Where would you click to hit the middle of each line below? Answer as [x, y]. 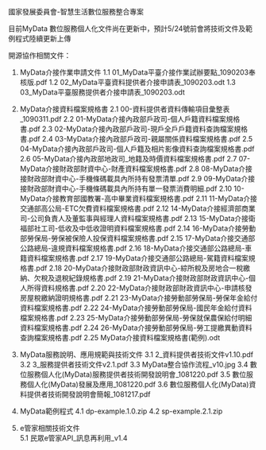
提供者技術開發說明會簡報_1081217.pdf [89, 394]
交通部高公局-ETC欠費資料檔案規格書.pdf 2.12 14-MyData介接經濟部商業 [137, 208]
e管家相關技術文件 [50, 428]
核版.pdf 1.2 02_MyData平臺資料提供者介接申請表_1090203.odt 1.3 [127, 82]
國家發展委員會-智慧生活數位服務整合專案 [76, 12]
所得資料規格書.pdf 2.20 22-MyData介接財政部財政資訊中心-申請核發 [139, 288]
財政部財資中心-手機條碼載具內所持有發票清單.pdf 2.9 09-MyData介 [137, 178]
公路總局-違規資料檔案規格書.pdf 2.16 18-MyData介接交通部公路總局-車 [136, 248]
